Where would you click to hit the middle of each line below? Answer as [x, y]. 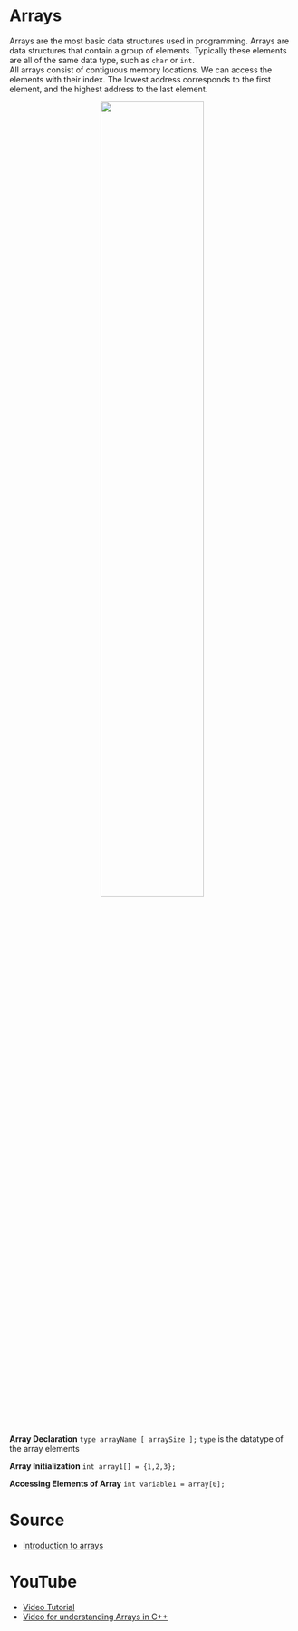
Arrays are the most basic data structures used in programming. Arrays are [149, 41]
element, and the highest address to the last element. [109, 89]
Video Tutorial [48, 1607]
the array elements [44, 1448]
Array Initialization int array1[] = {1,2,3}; [93, 1466]
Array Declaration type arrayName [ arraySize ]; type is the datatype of [146, 1439]
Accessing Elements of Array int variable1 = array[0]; [117, 1483]
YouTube [43, 1582]
